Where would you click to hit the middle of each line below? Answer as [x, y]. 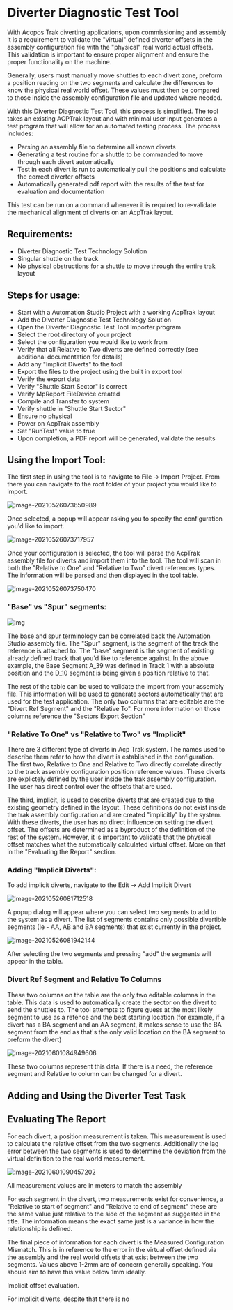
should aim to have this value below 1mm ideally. [77, 1272]
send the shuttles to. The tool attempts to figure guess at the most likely [110, 1009]
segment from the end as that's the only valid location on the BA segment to [116, 1032]
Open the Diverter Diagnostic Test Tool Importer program [99, 327]
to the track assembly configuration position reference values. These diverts [116, 771]
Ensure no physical [45, 416]
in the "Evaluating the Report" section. [62, 851]
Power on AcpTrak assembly [58, 423]
